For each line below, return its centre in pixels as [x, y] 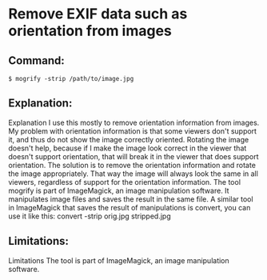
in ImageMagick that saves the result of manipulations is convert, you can [130, 207]
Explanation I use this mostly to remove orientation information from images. [134, 122]
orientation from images [90, 31]
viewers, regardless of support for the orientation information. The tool [125, 182]
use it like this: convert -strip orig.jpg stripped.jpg [90, 216]
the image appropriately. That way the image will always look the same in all [133, 174]
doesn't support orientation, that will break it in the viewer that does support [133, 156]
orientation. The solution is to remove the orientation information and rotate [132, 165]
